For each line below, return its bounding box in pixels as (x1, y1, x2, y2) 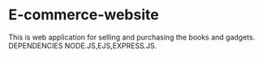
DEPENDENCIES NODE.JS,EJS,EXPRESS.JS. (8, 40, 157, 50)
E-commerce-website (8, 6, 160, 24)
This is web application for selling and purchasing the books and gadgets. (8, 32, 256, 42)
